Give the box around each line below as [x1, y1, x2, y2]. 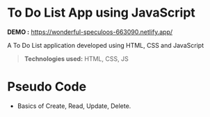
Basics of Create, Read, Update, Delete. [17, 102, 131, 110]
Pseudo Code [7, 79, 87, 95]
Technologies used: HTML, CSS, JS [24, 54, 129, 63]
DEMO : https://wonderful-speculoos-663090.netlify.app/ [7, 28, 173, 36]
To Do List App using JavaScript [7, 5, 196, 21]
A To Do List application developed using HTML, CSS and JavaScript [7, 41, 204, 49]
